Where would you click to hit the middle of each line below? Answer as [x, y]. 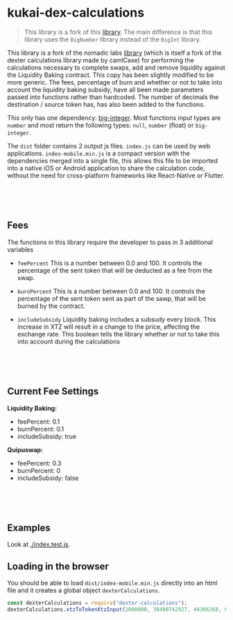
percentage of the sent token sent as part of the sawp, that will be [111, 298]
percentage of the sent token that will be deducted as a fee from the [115, 270]
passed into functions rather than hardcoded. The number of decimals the [113, 97]
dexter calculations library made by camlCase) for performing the [101, 60]
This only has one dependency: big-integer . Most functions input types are [114, 118]
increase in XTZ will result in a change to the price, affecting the [109, 327]
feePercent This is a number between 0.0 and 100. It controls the [110, 263]
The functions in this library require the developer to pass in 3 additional [110, 242]
